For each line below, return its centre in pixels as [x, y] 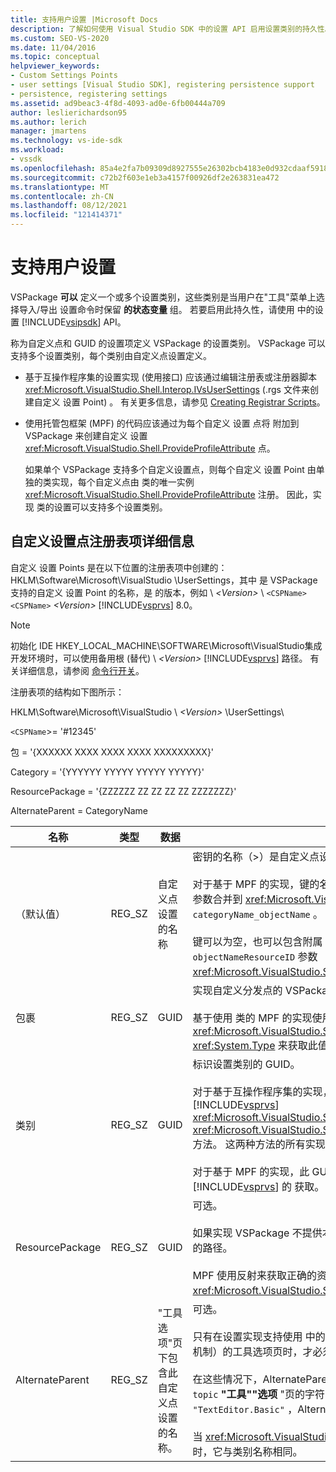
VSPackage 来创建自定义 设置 [86, 435]
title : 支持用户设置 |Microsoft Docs [84, 19]
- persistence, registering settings [89, 94]
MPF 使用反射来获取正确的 [254, 1275]
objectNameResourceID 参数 [255, 956]
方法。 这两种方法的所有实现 [259, 1144]
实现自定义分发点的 [237, 990]
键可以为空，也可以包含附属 [257, 941]
